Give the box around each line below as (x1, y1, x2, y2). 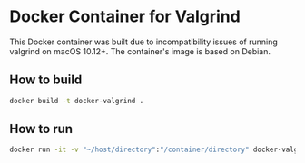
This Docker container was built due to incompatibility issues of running (9, 36, 279, 47)
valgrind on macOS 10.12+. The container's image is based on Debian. (9, 45, 271, 56)
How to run (9, 121, 74, 137)
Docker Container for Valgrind (9, 6, 241, 27)
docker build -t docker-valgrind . (9, 96, 144, 105)
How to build (9, 72, 83, 88)
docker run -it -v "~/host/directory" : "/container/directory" (9, 145, 250, 155)
